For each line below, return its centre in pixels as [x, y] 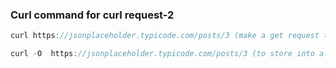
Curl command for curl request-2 [92, 15]
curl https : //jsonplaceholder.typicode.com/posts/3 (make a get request [165, 36]
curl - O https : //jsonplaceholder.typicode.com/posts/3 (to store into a [167, 54]
